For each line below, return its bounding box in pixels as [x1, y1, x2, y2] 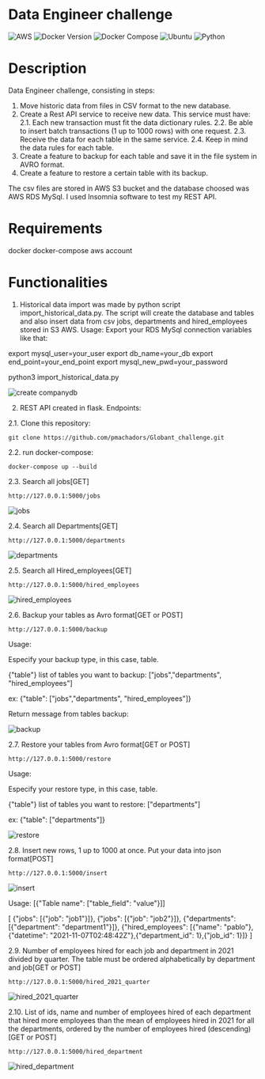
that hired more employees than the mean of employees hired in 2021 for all [8, 1015, 255, 1025]
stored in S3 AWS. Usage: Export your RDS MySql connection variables [19, 324, 252, 334]
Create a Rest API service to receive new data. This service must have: [19, 109, 251, 119]
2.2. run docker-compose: [8, 447, 93, 456]
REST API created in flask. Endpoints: [19, 403, 142, 412]
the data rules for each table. [19, 142, 115, 152]
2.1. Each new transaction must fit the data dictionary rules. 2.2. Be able [19, 117, 253, 127]
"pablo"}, [223, 922, 254, 931]
